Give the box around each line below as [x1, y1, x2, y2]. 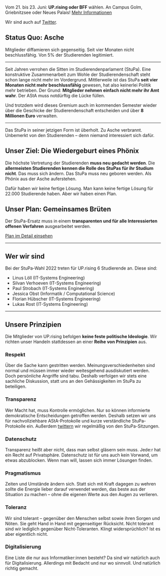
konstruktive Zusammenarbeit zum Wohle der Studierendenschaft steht [5, 72, 151, 77]
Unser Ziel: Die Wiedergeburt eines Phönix [5, 146, 139, 155]
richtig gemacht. [5, 565, 39, 571]
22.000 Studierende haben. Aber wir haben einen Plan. [5, 191, 117, 197]
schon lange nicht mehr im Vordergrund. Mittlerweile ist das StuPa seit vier [5, 76, 158, 82]
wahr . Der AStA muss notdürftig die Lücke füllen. [5, 92, 105, 98]
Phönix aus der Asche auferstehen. [5, 176, 77, 182]
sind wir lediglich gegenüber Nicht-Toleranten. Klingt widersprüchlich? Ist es [5, 526, 161, 532]
